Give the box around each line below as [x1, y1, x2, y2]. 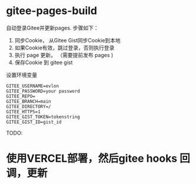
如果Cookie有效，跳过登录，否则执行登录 [14, 44, 115, 51]
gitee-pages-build [6, 4, 97, 18]
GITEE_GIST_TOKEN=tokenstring [6, 113, 81, 120]
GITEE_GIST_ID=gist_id [6, 119, 62, 125]
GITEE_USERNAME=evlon [6, 83, 59, 89]
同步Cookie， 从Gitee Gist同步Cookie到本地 [14, 36, 121, 44]
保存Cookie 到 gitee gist [14, 59, 73, 66]
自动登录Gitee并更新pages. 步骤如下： [6, 24, 99, 31]
